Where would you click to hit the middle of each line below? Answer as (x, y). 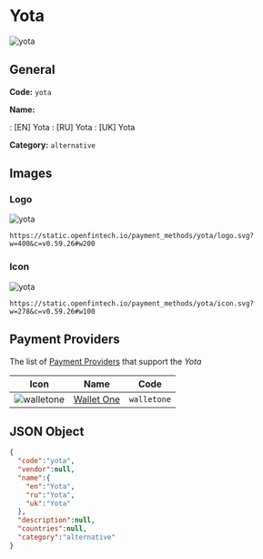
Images (31, 174)
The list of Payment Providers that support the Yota (106, 361)
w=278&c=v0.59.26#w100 (52, 311)
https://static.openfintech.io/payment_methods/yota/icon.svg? (132, 303)
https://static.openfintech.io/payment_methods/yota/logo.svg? (132, 236)
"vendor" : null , (46, 470)
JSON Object (47, 431)
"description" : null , (56, 521)
